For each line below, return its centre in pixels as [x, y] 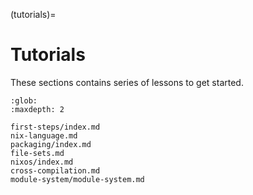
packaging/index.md [51, 144]
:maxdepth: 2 [37, 109]
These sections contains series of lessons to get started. [127, 82]
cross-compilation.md [55, 170]
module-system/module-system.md [77, 179]
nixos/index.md [42, 162]
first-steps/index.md [55, 127]
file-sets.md [37, 153]
